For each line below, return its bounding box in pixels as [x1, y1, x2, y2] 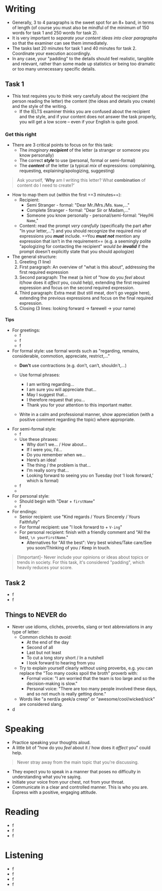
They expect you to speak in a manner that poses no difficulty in [12, 769, 141, 774]
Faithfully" [19, 519, 40, 525]
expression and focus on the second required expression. [19, 285, 135, 291]
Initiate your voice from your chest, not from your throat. [12, 779, 125, 785]
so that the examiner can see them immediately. [12, 40, 108, 46]
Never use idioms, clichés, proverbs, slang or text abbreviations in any [12, 624, 153, 629]
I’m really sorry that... [26, 468, 69, 473]
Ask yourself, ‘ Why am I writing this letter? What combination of [16, 177, 146, 183]
